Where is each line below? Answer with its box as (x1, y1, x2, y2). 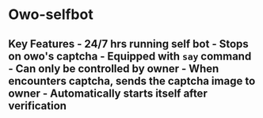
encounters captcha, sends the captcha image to (8, 74, 256, 88)
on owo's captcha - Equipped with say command (8, 49, 252, 63)
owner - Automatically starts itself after (8, 86, 208, 100)
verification (8, 99, 67, 112)
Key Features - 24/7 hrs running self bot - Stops (8, 37, 250, 51)
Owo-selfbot (8, 6, 93, 24)
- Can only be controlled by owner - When (8, 62, 219, 75)
